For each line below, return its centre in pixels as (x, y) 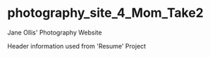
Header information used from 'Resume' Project (77, 46)
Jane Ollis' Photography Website (55, 32)
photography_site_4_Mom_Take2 (106, 13)
